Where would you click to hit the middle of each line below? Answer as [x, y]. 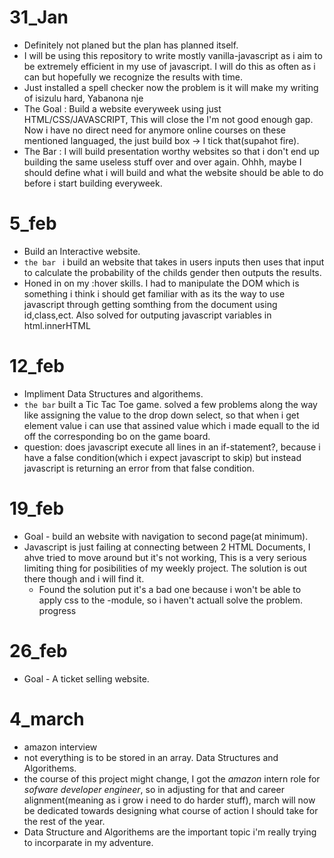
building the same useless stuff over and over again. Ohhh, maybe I [162, 162]
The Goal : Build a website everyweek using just [122, 108]
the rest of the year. [64, 821]
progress [57, 610]
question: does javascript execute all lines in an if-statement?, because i [172, 447]
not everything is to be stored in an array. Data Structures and [151, 757]
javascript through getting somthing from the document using [150, 304]
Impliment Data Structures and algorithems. [113, 393]
